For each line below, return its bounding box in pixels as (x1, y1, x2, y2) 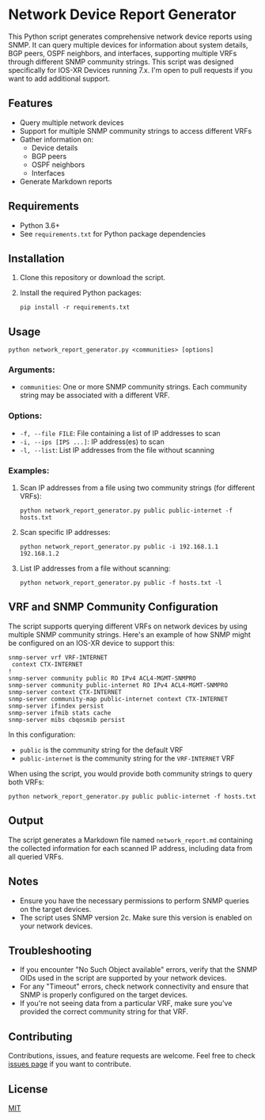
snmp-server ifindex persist (8, 702, 104, 710)
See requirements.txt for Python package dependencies (19, 229, 206, 238)
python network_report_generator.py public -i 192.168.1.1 (19, 543, 219, 551)
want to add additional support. (8, 74, 111, 83)
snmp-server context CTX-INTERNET (8, 688, 123, 696)
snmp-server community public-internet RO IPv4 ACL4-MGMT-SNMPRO (8, 681, 228, 689)
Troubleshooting (8, 943, 93, 957)
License (8, 1082, 48, 1095)
